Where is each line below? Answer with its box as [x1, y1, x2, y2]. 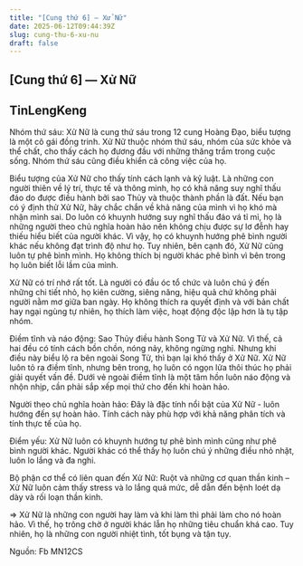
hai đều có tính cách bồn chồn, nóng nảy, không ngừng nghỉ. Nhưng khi [9, 343, 277, 354]
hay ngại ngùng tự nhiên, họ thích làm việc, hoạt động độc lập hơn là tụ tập [9, 306, 289, 317]
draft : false [9, 38, 59, 48]
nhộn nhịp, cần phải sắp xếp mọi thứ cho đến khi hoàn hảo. [9, 381, 231, 392]
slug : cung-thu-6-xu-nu [9, 30, 99, 39]
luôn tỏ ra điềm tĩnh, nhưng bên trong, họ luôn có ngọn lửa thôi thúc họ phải [9, 362, 292, 373]
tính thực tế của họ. [9, 418, 82, 429]
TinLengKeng [9, 103, 88, 119]
